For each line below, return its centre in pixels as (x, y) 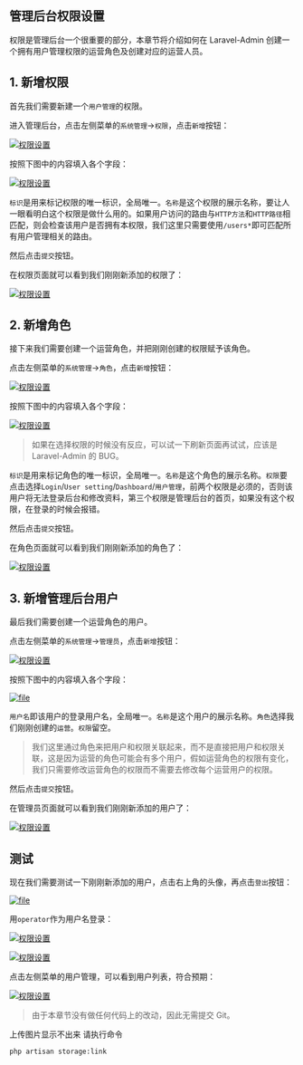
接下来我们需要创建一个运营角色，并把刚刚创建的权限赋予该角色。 (132, 349)
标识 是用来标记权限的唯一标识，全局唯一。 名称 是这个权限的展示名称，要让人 (150, 202)
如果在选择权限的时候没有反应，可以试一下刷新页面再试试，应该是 (154, 445)
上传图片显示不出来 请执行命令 (66, 1034)
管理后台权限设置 (57, 16)
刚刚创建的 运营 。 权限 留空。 (66, 728)
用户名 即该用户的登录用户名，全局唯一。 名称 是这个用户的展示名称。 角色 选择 (148, 716)
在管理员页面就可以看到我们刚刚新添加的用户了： (100, 808)
